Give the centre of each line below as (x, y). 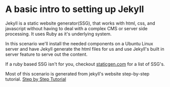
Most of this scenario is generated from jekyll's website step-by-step (77, 73)
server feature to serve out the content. (46, 54)
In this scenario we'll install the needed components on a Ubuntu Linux (79, 43)
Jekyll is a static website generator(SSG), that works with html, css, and (80, 23)
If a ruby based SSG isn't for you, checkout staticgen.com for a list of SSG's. (85, 64)
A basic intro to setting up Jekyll (75, 9)
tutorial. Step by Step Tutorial (36, 79)
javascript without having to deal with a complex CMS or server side (77, 28)
